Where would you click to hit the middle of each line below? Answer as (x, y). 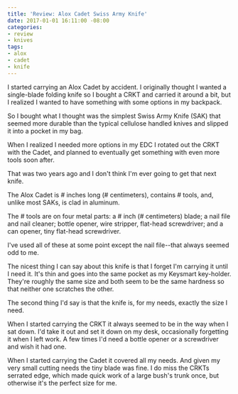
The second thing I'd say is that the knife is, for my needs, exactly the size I (118, 302)
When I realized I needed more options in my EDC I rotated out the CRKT (114, 144)
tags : (15, 47)
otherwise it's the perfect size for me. (62, 383)
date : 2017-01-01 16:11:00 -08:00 (59, 21)
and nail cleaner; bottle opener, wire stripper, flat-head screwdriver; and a (115, 224)
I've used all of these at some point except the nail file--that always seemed (118, 245)
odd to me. (23, 252)
